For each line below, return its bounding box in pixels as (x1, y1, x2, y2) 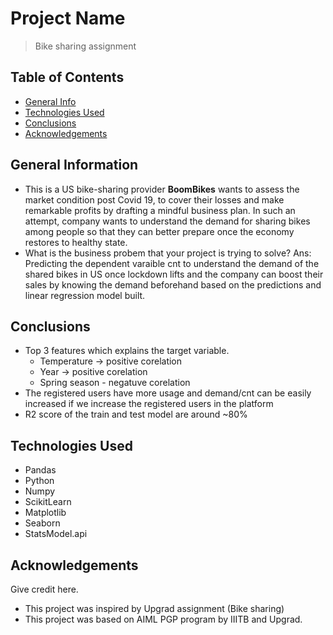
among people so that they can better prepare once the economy (24, 225, 295, 237)
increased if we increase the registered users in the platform (24, 398, 274, 410)
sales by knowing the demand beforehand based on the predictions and (24, 278, 322, 291)
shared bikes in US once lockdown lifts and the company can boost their (24, 268, 324, 280)
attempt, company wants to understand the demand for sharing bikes (24, 215, 311, 227)
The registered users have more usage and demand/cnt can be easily (24, 387, 312, 399)
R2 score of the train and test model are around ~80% (24, 408, 248, 421)
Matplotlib (24, 507, 67, 519)
